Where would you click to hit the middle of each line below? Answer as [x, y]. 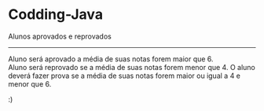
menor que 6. [30, 83]
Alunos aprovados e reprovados [60, 36]
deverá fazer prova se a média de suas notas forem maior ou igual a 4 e [125, 76]
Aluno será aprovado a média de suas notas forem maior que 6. [111, 59]
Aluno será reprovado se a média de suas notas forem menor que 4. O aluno [132, 67]
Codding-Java [56, 15]
